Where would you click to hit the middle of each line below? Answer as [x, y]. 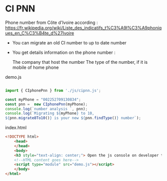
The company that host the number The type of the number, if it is [80, 62]
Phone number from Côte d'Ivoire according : [51, 22]
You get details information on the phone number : [64, 52]
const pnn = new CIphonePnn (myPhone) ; [46, 104]
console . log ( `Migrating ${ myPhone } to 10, [50, 113]
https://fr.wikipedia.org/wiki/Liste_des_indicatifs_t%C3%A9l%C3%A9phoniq [83, 27]
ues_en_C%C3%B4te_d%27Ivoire [40, 33]
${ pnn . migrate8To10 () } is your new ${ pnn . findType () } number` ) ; [73, 118]
